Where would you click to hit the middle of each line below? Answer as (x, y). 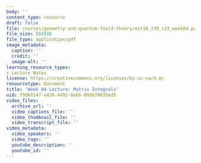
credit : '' (25, 56)
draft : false (22, 23)
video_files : (22, 100)
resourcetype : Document (36, 84)
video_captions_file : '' (42, 112)
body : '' (17, 12)
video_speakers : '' (36, 134)
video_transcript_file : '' (45, 123)
